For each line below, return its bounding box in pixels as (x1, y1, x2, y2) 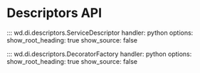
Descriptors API (6, 5, 102, 21)
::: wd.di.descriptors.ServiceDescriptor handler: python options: (6, 28, 194, 37)
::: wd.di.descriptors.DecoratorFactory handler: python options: (6, 50, 192, 58)
